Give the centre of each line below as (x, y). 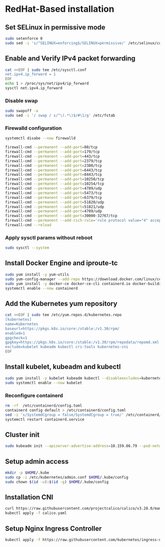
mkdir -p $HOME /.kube (27, 473)
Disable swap (22, 100)
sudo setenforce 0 (24, 38)
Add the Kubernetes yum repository (61, 304)
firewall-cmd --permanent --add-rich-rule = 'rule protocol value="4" (77, 221)
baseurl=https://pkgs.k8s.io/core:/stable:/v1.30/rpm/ (62, 328)
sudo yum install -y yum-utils (37, 274)
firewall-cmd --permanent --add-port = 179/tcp (52, 152)
